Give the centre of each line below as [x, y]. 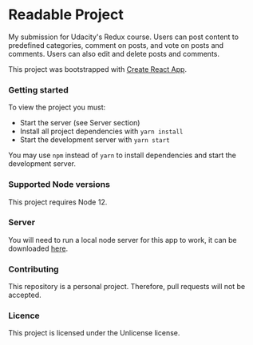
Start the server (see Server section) [80, 123]
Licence [24, 315]
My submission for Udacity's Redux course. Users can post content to [124, 37]
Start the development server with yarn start [95, 140]
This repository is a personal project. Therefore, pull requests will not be [127, 287]
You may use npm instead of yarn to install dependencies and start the [123, 155]
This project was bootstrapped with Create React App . [98, 69]
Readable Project [66, 15]
